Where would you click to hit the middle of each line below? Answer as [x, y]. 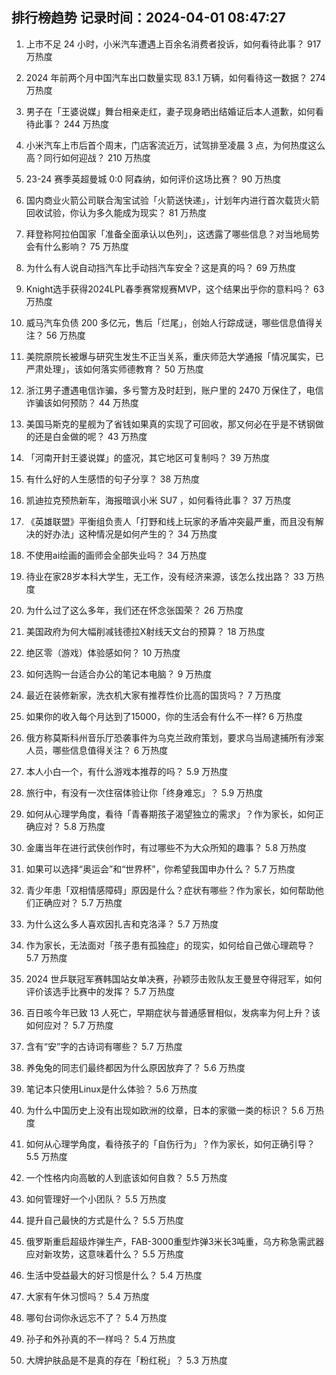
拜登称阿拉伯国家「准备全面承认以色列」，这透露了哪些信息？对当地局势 [172, 234]
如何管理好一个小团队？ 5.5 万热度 [96, 1199]
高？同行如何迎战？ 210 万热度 [88, 157]
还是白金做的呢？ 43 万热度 [91, 436]
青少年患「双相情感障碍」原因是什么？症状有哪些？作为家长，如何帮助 [170, 890]
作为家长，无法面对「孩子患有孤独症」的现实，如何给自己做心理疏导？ [170, 945]
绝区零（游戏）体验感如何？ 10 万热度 [103, 652]
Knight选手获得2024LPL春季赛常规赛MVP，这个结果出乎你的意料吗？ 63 [175, 289]
